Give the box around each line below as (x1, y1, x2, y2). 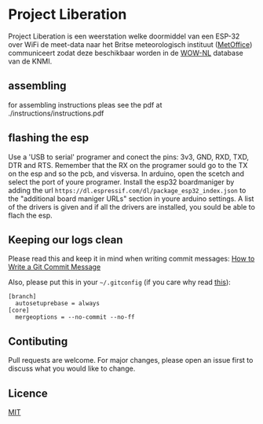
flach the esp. (8, 210, 53, 220)
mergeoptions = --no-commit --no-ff (15, 313, 135, 321)
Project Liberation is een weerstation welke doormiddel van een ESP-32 (8, 31, 240, 41)
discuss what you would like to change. (8, 364, 136, 374)
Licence (8, 386, 49, 400)
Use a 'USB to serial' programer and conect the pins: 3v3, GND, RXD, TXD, (8, 152, 250, 162)
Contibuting (8, 334, 68, 348)
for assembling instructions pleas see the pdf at (8, 100, 163, 109)
